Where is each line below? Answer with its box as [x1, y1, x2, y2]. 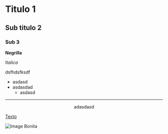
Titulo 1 [5, 3, 36, 15]
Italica [5, 59, 18, 65]
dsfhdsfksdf [5, 69, 30, 75]
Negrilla [5, 49, 22, 55]
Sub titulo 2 [5, 23, 41, 32]
